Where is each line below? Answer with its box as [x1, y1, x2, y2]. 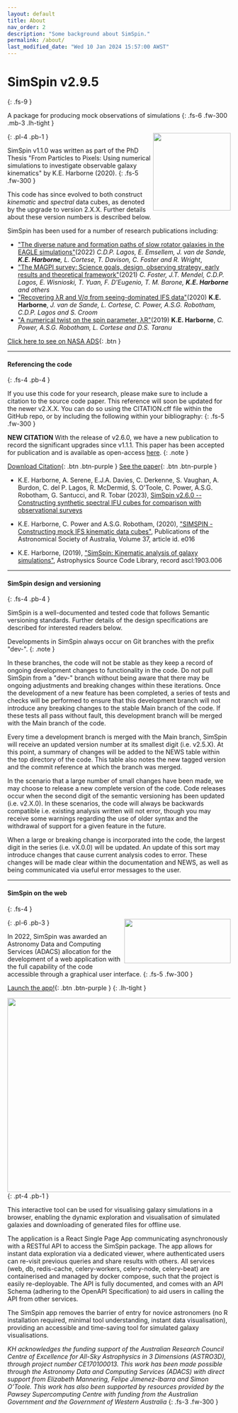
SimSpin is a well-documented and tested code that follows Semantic [7, 608, 210, 617]
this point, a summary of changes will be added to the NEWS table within [7, 748, 220, 757]
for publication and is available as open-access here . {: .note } [7, 449, 189, 457]
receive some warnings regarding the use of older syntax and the [7, 814, 198, 823]
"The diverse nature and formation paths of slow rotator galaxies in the [17, 240, 225, 248]
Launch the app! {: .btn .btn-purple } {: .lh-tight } [7, 984, 147, 992]
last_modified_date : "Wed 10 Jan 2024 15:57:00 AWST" [7, 43, 170, 50]
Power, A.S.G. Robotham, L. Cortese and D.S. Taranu [17, 323, 172, 331]
